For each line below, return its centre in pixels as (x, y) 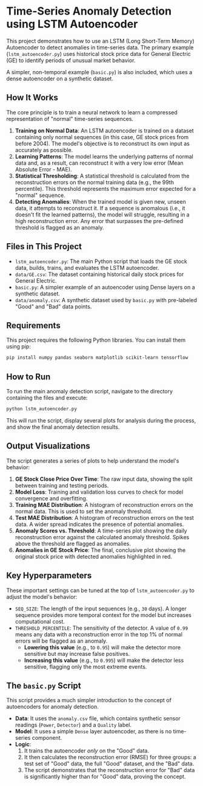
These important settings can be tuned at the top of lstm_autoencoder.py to (101, 590)
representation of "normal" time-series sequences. (70, 119)
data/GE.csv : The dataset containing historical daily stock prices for (99, 274)
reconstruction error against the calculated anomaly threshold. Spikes (102, 537)
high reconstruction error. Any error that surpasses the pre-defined (99, 221)
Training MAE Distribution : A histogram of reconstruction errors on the (104, 505)
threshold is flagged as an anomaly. (59, 227)
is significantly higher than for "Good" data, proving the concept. (105, 777)
